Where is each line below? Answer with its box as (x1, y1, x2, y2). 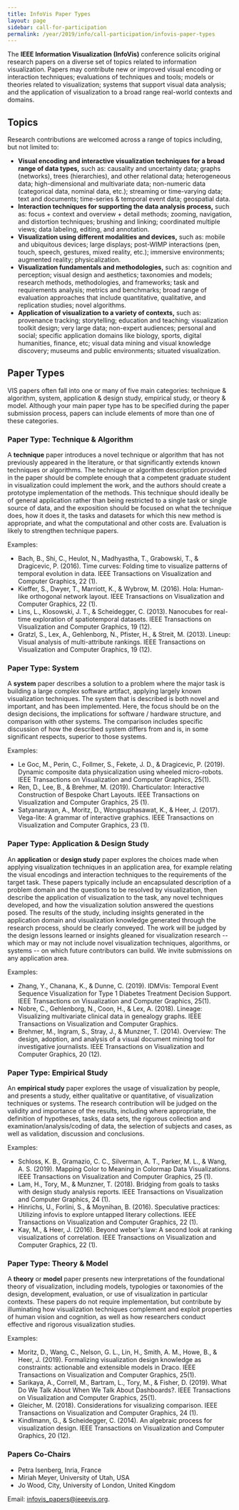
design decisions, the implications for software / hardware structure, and (7, 710, 221, 718)
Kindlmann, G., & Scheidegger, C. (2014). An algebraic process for (17, 1416, 213, 1425)
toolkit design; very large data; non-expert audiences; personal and (17, 324, 216, 332)
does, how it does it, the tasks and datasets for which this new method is (7, 512, 222, 520)
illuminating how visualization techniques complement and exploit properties (7, 1305, 233, 1313)
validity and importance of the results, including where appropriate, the (7, 1107, 216, 1116)
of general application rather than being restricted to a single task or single (7, 496, 227, 505)
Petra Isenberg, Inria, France (17, 1466, 102, 1474)
